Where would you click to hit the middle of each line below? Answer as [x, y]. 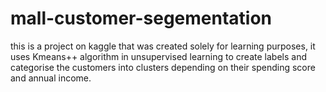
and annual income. [51, 78]
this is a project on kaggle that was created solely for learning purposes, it [163, 46]
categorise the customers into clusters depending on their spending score [163, 67]
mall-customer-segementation [141, 18]
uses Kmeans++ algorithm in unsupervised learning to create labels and [158, 56]
